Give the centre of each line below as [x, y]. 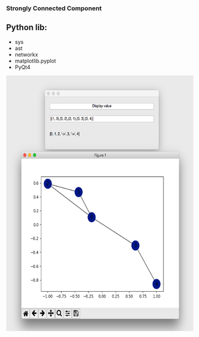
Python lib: [27, 28]
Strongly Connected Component [54, 8]
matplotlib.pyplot [35, 61]
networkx [26, 54]
